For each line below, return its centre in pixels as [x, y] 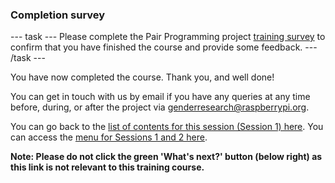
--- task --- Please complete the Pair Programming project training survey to [168, 37]
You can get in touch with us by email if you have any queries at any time [160, 97]
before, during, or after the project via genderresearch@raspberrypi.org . [160, 107]
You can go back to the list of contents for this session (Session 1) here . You [167, 127]
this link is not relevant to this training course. [107, 167]
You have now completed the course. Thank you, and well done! [142, 77]
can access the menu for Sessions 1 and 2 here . [109, 137]
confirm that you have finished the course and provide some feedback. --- [164, 47]
